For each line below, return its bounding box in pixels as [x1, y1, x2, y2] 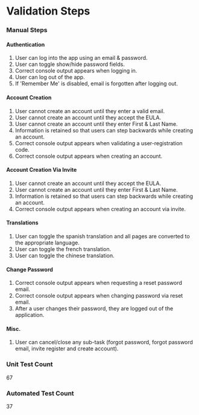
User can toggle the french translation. [14, 245, 112, 252]
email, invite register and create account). [14, 345, 119, 352]
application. [14, 312, 45, 319]
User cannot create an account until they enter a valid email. [14, 107, 165, 114]
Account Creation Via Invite [6, 166, 77, 174]
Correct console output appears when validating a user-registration [14, 139, 183, 146]
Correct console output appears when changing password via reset [14, 292, 183, 299]
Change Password [6, 266, 53, 273]
